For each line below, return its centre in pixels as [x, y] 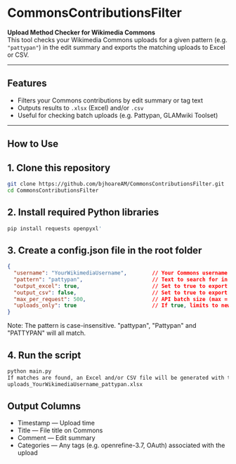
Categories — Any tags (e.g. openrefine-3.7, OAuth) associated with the [121, 445]
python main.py [29, 371]
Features [27, 83]
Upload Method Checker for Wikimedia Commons [81, 32]
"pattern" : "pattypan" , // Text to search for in [121, 279]
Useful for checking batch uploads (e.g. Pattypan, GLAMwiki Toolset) [118, 115]
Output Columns [44, 406]
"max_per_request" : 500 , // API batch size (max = [121, 299]
